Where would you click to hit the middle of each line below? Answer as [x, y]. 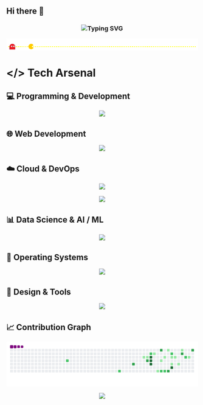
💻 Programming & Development [68, 96]
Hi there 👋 [25, 11]
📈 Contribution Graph [49, 327]
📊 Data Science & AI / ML [55, 220]
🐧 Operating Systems [47, 258]
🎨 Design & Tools [39, 292]
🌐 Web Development [46, 133]
